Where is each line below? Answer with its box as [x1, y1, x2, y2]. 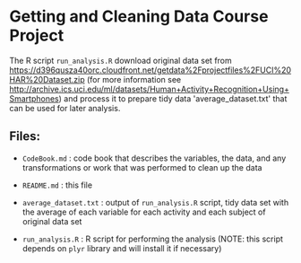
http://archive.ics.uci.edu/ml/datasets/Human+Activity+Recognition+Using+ [9, 83, 289, 94]
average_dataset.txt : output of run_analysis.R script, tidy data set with [21, 197, 289, 207]
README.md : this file [21, 180, 92, 190]
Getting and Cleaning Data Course [9, 6, 269, 27]
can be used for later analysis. [9, 102, 121, 113]
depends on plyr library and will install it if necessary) [21, 242, 222, 253]
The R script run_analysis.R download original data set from [9, 55, 233, 66]
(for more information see [86, 74, 182, 84]
